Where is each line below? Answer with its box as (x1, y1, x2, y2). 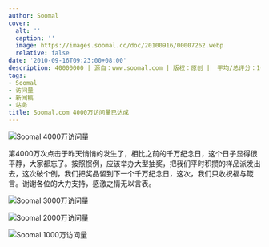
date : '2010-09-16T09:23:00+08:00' (8, 57, 127, 65)
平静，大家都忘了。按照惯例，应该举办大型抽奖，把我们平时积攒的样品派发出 (8, 159, 261, 168)
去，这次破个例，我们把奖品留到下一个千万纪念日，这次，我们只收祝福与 (8, 169, 247, 178)
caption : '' (15, 34, 56, 43)
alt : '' (15, 26, 42, 34)
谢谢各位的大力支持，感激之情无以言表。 (22, 179, 156, 188)
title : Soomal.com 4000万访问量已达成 (8, 109, 130, 117)
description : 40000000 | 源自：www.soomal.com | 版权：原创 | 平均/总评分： (8, 64, 257, 72)
